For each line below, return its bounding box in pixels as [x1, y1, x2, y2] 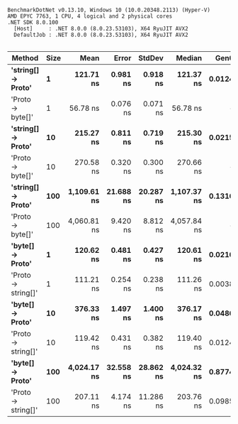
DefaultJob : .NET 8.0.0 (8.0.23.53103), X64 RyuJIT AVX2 [13, 31, 189, 38]
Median [176, 53, 203, 62]
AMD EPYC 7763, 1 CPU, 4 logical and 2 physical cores [7, 13, 173, 20]
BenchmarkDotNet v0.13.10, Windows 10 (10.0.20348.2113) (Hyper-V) [7, 6, 211, 13]
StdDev [137, 53, 164, 62]
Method [11, 53, 39, 62]
